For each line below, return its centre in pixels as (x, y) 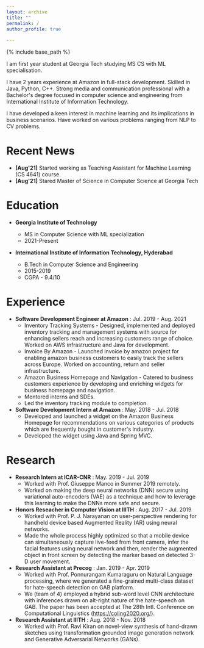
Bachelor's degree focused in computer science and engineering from (94, 95)
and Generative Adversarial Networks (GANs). (82, 639)
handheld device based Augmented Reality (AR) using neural (101, 522)
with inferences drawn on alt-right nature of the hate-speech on (104, 600)
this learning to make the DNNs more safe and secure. (92, 503)
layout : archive (27, 12)
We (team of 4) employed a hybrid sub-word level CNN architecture (109, 594)
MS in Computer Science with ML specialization (84, 234)
